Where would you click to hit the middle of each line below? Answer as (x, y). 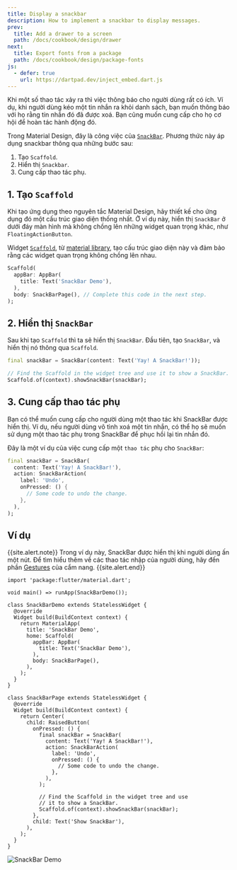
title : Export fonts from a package (68, 54)
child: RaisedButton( (58, 723)
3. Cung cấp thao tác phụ (64, 402)
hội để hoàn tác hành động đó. (52, 122)
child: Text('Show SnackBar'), (79, 822)
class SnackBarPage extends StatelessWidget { (77, 698)
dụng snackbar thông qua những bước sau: (70, 144)
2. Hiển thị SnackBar (50, 323)
